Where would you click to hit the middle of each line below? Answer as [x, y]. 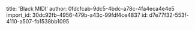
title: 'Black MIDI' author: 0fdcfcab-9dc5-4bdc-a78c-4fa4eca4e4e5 [91, 9]
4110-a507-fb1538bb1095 [38, 21]
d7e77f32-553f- [169, 15]
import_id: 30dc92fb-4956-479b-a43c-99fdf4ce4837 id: [77, 15]
